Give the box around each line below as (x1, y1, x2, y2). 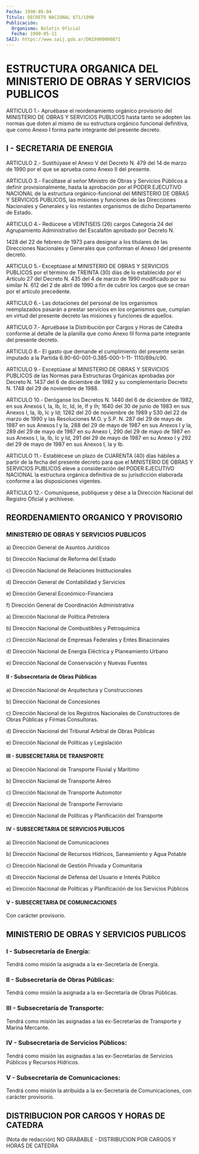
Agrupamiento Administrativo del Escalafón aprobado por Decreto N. (6, 227, 175, 234)
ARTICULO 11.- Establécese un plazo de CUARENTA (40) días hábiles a (6, 452, 180, 459)
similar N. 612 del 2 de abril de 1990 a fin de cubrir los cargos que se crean (6, 281, 190, 288)
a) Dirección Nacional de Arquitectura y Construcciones (6, 686, 143, 693)
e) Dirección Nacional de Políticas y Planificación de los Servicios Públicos (6, 885, 189, 892)
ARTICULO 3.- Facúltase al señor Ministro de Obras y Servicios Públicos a (6, 177, 188, 184)
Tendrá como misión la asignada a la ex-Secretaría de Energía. (6, 960, 159, 967)
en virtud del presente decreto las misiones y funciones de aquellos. (6, 312, 173, 319)
